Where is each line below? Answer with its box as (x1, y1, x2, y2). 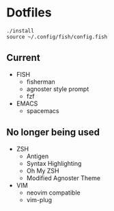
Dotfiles (6, 5, 52, 21)
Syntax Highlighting (26, 159, 82, 167)
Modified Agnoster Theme (26, 173, 100, 182)
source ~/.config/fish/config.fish (6, 33, 108, 40)
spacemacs (26, 106, 59, 114)
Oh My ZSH (26, 166, 59, 175)
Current (6, 52, 40, 64)
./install (6, 27, 35, 34)
